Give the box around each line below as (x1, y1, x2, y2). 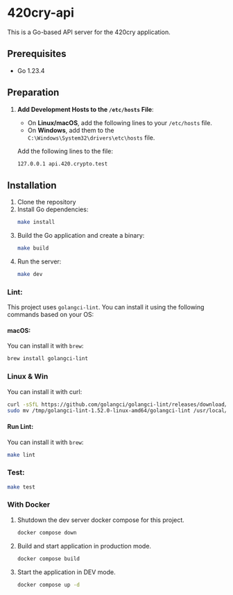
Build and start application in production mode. (17, 541, 151, 550)
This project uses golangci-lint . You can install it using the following (7, 303, 205, 311)
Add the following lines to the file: (17, 147, 113, 155)
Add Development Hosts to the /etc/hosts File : (17, 105, 154, 113)
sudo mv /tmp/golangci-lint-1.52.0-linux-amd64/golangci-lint (7, 407, 191, 414)
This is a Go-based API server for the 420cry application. (7, 28, 171, 36)
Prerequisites (7, 48, 67, 60)
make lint (7, 451, 36, 458)
